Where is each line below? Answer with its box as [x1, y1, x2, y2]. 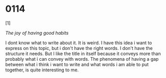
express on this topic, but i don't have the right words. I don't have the [5, 45, 153, 51]
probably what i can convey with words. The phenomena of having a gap [5, 56, 159, 62]
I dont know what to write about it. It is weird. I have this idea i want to [5, 39, 152, 46]
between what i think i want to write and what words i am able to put [5, 61, 149, 67]
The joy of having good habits [5, 30, 69, 36]
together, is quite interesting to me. [5, 67, 79, 73]
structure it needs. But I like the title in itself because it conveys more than [5, 50, 161, 57]
